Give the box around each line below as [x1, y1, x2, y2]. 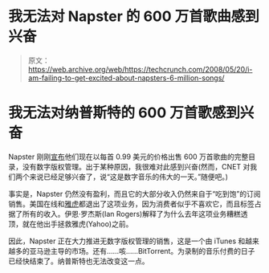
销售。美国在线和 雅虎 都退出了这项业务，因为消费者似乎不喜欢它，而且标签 [8, 198, 255, 209]
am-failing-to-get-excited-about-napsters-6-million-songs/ [27, 73, 225, 83]
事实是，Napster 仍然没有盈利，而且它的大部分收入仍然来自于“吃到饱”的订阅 [8, 189, 261, 198]
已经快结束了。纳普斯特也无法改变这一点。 [8, 256, 149, 266]
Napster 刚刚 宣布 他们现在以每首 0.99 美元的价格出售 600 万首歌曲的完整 [8, 152, 249, 161]
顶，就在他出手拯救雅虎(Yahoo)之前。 [8, 218, 133, 229]
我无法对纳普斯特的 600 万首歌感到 [8, 104, 241, 122]
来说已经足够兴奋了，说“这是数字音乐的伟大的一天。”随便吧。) [29, 172, 229, 181]
